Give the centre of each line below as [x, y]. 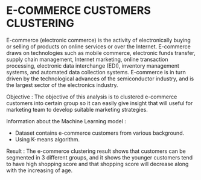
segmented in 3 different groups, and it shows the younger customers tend [100, 157]
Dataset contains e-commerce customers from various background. [100, 133]
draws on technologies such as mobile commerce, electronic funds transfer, [101, 53]
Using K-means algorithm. [47, 139]
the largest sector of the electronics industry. [62, 85]
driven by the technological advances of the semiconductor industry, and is [100, 79]
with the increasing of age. [40, 170]
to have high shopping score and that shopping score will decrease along [97, 164]
